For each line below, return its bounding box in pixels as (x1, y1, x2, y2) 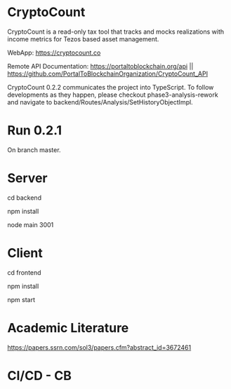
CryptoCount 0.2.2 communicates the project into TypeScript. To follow (7, 83, 214, 91)
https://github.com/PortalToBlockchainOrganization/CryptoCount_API (7, 69, 209, 78)
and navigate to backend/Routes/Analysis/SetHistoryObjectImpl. (7, 97, 193, 106)
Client (7, 245, 44, 261)
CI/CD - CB (7, 367, 72, 383)
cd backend (7, 193, 42, 202)
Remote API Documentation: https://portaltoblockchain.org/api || (7, 62, 194, 70)
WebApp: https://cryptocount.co (7, 48, 101, 57)
